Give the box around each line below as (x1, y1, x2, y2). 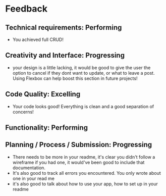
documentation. (12, 165, 45, 171)
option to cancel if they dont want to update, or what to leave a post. (12, 70, 155, 76)
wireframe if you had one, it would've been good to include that (12, 159, 145, 165)
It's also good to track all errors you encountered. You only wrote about (12, 170, 161, 176)
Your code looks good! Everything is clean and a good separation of (12, 103, 154, 109)
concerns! (12, 109, 34, 115)
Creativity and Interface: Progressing (5, 51, 125, 60)
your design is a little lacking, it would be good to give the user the (12, 64, 151, 71)
